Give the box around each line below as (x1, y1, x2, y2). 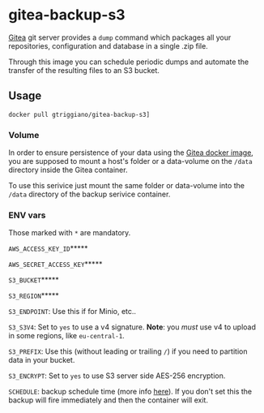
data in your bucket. (8, 355, 75, 365)
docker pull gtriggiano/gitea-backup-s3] (8, 110, 151, 118)
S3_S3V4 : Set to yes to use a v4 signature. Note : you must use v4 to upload (8, 322, 257, 332)
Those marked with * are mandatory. (8, 228, 131, 238)
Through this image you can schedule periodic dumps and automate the (8, 57, 249, 67)
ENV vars (8, 209, 46, 221)
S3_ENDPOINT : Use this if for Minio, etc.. (8, 307, 136, 316)
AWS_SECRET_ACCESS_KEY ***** (8, 260, 103, 269)
